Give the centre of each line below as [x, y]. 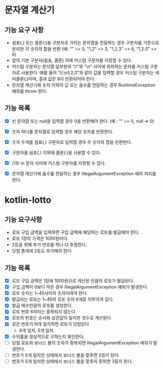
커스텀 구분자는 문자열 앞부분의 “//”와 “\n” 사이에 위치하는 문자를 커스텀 [80, 66]
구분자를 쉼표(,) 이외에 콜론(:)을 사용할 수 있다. [56, 153]
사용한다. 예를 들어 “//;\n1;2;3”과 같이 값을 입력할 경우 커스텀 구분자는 [87, 73]
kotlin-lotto [28, 200]
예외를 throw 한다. [29, 91]
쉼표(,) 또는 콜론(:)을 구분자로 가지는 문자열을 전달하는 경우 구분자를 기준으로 [85, 43]
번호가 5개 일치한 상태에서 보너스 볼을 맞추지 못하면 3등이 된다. [72, 361]
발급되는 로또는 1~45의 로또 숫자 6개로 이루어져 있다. [63, 299]
